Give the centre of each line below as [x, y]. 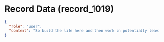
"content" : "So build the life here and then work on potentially [78, 31]
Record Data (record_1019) [59, 9]
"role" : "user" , [25, 26]
